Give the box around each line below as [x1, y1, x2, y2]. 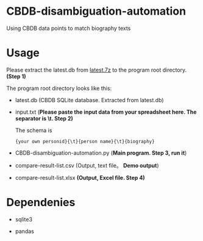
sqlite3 [15, 215, 32, 223]
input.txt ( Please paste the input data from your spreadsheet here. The [15, 108, 197, 116]
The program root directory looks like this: [6, 84, 112, 92]
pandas [15, 228, 35, 235]
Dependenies [6, 196, 76, 209]
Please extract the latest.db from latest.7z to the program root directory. [6, 66, 187, 73]
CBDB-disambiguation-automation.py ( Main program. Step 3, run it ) [15, 149, 187, 157]
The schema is [15, 127, 52, 134]
